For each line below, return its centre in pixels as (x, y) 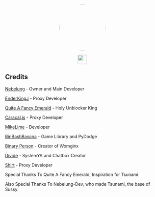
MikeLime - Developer (27, 127)
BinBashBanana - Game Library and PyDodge (51, 136)
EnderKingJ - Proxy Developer (36, 98)
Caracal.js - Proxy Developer (34, 117)
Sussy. (12, 189)
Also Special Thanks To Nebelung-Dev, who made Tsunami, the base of (78, 184)
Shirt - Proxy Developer (29, 165)
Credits (17, 77)
